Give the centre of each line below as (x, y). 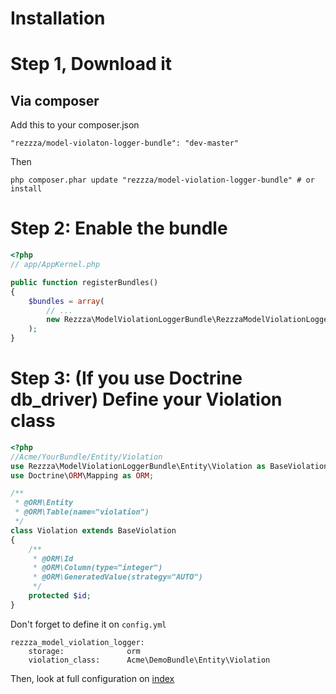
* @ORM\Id (53, 558)
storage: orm (84, 651)
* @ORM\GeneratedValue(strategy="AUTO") (117, 577)
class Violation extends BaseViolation (93, 530)
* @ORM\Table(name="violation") (82, 512)
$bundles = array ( (66, 301)
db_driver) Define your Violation (146, 399)
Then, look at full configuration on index (92, 678)
